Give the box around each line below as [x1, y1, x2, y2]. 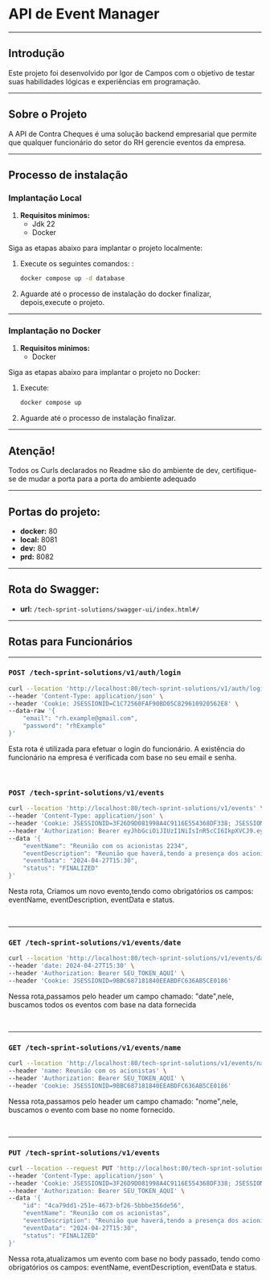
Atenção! [8, 444, 55, 458]
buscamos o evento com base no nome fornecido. [8, 1105, 175, 1114]
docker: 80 [19, 526, 58, 536]
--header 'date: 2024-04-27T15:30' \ [8, 962, 135, 970]
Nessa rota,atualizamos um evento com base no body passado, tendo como [8, 1253, 261, 1263]
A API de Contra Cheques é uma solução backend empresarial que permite [8, 129, 257, 138]
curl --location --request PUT [8, 1164, 113, 1172]
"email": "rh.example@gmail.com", [22, 714, 138, 722]
